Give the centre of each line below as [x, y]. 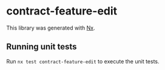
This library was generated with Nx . [51, 28]
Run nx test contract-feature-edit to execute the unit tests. [83, 61]
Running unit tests [42, 47]
